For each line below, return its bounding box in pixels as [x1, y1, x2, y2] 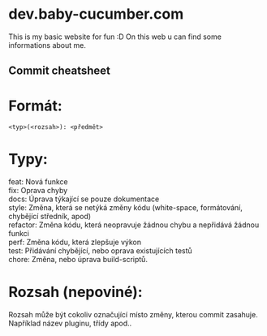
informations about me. [8, 40, 87, 50]
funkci [8, 229, 30, 239]
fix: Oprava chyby [8, 186, 68, 196]
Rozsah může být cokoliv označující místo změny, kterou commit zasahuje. [8, 310, 258, 320]
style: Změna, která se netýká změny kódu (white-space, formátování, [8, 203, 243, 213]
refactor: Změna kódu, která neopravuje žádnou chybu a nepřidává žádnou [8, 220, 260, 230]
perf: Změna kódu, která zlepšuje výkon [8, 237, 142, 248]
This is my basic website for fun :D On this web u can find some [8, 32, 222, 41]
